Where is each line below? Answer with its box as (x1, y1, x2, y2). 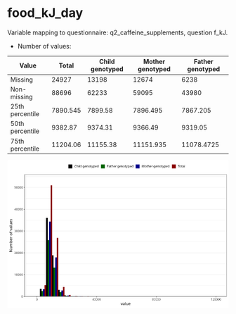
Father (193, 58, 214, 66)
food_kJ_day (7, 5, 84, 21)
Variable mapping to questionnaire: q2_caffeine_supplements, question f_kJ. (7, 28, 228, 37)
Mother (143, 58, 166, 66)
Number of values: (17, 42, 72, 50)
